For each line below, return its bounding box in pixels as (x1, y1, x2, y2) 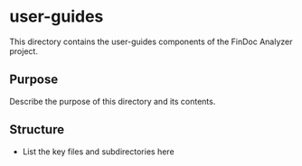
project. (9, 45, 39, 56)
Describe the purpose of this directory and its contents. (9, 96, 216, 106)
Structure (9, 122, 65, 137)
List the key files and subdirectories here (22, 146, 175, 157)
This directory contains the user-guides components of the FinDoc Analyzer (9, 36, 293, 47)
